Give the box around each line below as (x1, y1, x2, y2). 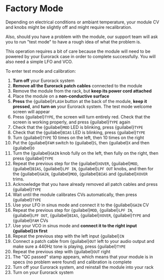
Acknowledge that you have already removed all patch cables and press (12, 181, 158, 187)
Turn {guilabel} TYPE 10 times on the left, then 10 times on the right (12, 135, 144, 140)
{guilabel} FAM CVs (12, 218, 48, 223)
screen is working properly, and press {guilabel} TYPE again (12, 119, 131, 125)
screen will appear (12, 108, 50, 115)
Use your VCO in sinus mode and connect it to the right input (12, 222, 137, 228)
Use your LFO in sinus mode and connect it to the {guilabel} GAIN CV (12, 202, 149, 208)
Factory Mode (5, 3, 63, 14)
